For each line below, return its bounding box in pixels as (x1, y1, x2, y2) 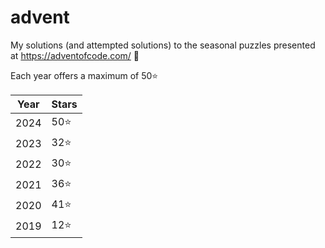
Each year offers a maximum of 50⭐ (10, 69, 159, 81)
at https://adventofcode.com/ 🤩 (10, 49, 140, 61)
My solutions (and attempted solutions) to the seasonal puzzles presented (10, 39, 316, 51)
